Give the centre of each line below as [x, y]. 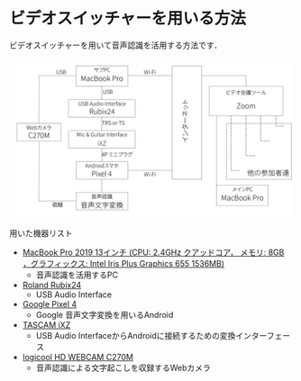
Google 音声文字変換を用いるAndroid [105, 315]
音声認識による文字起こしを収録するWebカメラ [123, 368]
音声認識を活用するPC [77, 275]
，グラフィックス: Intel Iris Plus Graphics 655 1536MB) [123, 264]
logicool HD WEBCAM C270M [78, 358]
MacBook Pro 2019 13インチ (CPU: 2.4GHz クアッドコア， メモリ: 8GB [153, 252]
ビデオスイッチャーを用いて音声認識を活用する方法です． [116, 45]
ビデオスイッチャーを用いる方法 [128, 18]
